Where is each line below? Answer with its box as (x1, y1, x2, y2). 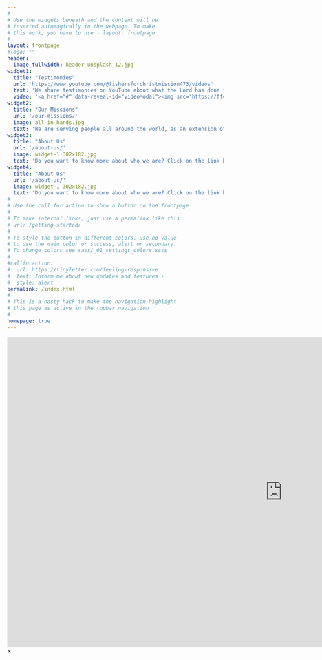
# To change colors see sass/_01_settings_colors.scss (7, 247, 168, 254)
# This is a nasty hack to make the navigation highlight (7, 298, 177, 305)
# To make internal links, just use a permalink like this (7, 215, 180, 222)
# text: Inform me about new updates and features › (7, 273, 165, 280)
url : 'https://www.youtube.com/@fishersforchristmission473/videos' (13, 81, 214, 87)
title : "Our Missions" (13, 106, 78, 113)
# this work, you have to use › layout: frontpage (7, 29, 155, 37)
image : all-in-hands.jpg (13, 118, 85, 126)
